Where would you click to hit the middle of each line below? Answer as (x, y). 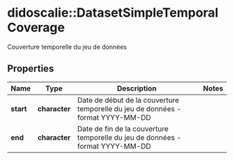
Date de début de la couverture (128, 100)
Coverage (36, 27)
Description (137, 88)
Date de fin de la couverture (123, 129)
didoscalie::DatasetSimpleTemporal (113, 13)
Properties (31, 69)
